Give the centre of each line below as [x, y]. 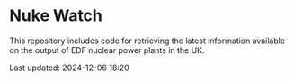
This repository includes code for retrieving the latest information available [147, 41]
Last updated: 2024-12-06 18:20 [70, 68]
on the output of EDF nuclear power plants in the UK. [107, 50]
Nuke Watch [56, 16]
